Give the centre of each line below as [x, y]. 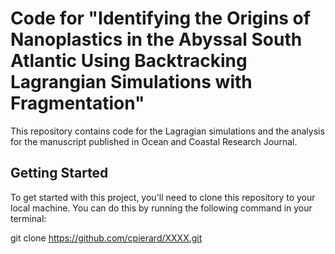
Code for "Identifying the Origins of [160, 18]
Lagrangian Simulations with [131, 82]
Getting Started [59, 173]
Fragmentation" [77, 103]
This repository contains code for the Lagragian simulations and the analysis [167, 131]
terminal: [28, 218]
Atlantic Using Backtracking [129, 61]
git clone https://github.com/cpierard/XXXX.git [106, 238]
